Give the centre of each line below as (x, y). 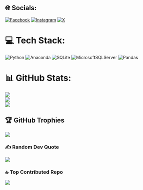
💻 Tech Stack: (35, 41)
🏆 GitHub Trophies (35, 120)
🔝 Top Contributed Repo (34, 172)
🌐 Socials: (21, 8)
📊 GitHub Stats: (38, 78)
